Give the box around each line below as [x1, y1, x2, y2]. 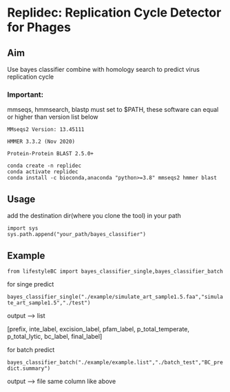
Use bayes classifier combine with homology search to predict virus [7, 66, 200, 73]
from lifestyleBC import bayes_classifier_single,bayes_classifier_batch [7, 268, 224, 275]
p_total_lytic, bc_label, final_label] [7, 332, 103, 340]
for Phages [7, 19, 71, 35]
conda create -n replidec [7, 162, 81, 170]
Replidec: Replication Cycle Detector [7, 5, 222, 21]
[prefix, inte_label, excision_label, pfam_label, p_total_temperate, [7, 324, 190, 333]
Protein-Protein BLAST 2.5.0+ [7, 150, 94, 157]
